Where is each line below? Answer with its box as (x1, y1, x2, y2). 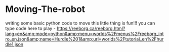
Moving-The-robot (5, 3, 86, 15)
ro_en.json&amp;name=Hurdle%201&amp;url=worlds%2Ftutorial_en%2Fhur (5, 36, 164, 42)
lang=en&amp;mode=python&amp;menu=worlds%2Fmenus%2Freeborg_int (5, 30, 164, 36)
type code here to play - (5, 25, 56, 31)
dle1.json (5, 41, 24, 47)
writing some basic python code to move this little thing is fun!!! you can (5, 20, 155, 26)
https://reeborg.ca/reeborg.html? (56, 25, 125, 31)
